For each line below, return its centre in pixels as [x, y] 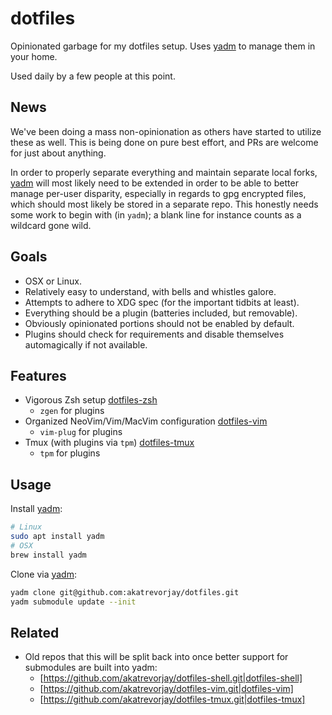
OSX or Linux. [53, 281]
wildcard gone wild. [51, 225]
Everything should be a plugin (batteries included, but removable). [161, 313]
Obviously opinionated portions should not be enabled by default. [159, 323]
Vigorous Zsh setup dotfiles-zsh [91, 400]
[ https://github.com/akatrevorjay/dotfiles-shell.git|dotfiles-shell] [171, 678]
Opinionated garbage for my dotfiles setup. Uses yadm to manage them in [163, 46]
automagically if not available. [86, 344]
